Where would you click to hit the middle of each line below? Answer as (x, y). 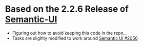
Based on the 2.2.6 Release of (67, 9)
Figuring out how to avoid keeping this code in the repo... (70, 33)
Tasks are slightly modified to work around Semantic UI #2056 (75, 38)
